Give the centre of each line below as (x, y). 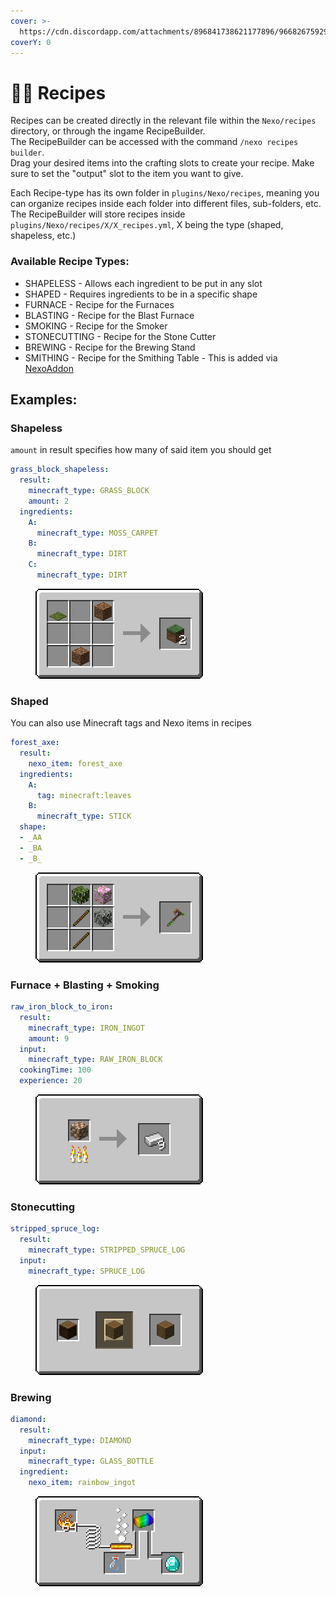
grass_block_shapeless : (60, 470)
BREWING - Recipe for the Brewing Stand (110, 347)
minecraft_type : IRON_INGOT (86, 1028)
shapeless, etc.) (43, 236)
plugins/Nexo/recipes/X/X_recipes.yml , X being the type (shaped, (147, 225)
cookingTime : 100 (55, 1070)
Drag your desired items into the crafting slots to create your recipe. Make (162, 163)
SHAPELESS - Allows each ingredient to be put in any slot (143, 283)
